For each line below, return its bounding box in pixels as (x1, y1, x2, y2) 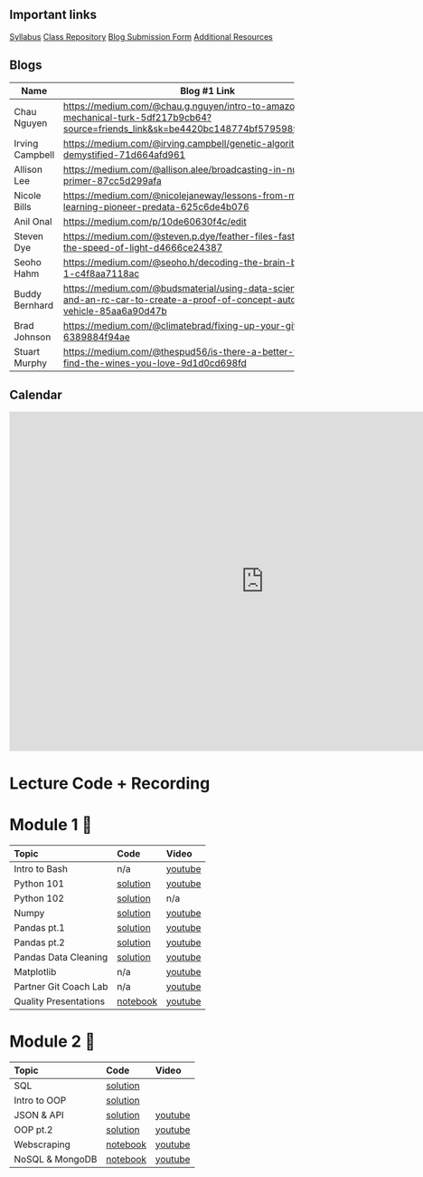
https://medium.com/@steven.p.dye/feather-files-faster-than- (62, 230, 334, 243)
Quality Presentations (14, 995, 106, 1008)
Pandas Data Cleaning (14, 951, 108, 963)
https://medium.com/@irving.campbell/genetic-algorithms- (62, 137, 318, 149)
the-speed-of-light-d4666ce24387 (62, 241, 223, 254)
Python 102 (14, 892, 65, 904)
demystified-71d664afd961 (62, 148, 186, 161)
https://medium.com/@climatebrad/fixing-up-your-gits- (62, 319, 307, 331)
